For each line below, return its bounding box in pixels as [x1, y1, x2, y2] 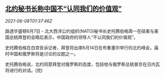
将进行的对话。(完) [5, 67, 43, 73]
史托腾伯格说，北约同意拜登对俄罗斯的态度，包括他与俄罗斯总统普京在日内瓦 [5, 61, 160, 67]
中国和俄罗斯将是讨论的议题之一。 [9, 51, 79, 56]
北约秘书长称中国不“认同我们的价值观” [5, 4, 122, 13]
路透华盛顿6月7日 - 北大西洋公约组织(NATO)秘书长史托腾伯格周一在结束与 [5, 28, 155, 34]
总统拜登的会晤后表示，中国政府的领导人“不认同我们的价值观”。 [9, 34, 138, 40]
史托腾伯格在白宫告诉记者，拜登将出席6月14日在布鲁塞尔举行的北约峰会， [5, 45, 155, 51]
